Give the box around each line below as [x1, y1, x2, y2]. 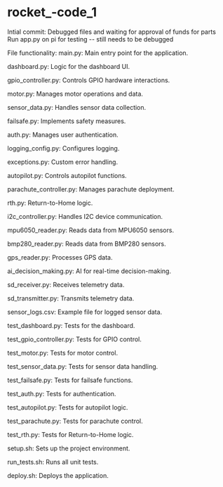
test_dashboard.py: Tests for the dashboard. [7, 321, 135, 329]
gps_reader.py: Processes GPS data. [7, 253, 113, 261]
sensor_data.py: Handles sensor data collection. [7, 103, 147, 111]
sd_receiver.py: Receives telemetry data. [7, 280, 125, 289]
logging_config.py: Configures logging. [7, 144, 120, 152]
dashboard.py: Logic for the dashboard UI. [7, 62, 130, 70]
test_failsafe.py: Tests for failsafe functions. [7, 376, 133, 384]
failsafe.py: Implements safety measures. [7, 117, 126, 125]
